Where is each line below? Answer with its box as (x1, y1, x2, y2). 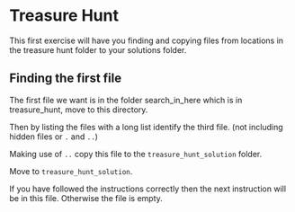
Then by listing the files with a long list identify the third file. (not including (9, 121, 283, 132)
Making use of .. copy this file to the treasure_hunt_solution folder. (9, 148, 263, 159)
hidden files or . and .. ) (9, 131, 99, 142)
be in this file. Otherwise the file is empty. (9, 192, 164, 203)
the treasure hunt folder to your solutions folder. (9, 44, 187, 55)
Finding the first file (9, 71, 122, 86)
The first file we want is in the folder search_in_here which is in (9, 94, 243, 105)
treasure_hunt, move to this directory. (9, 104, 148, 115)
